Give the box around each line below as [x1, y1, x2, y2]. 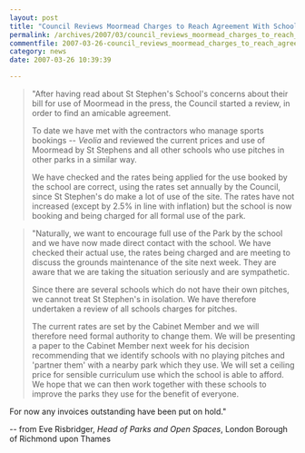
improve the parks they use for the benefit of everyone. [31, 389, 239, 399]
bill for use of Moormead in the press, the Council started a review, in [31, 98, 290, 109]
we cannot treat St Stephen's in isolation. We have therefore [31, 294, 257, 304]
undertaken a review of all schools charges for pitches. [31, 303, 238, 314]
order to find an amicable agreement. [31, 108, 172, 118]
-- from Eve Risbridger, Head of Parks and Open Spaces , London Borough [9, 424, 289, 434]
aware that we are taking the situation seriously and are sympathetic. [31, 267, 290, 277]
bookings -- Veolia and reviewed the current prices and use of [31, 135, 266, 145]
